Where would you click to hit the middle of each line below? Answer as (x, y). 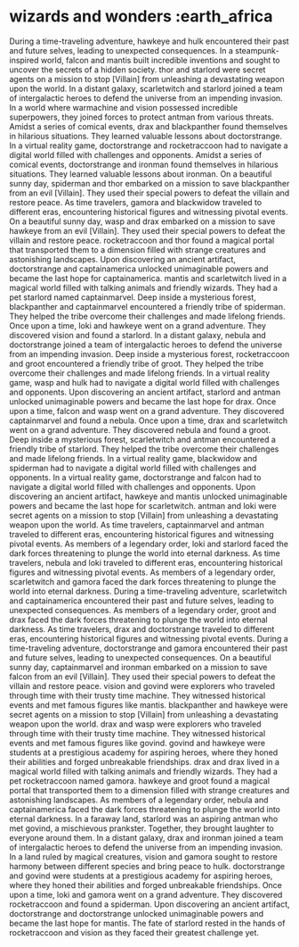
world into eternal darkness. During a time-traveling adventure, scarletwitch (148, 591)
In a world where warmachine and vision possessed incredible (124, 107)
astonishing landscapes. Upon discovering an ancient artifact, (122, 259)
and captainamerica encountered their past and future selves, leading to (141, 601)
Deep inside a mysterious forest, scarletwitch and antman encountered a (142, 439)
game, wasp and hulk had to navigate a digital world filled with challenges (145, 382)
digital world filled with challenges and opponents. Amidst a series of (136, 154)
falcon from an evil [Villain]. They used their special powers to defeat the (142, 677)
